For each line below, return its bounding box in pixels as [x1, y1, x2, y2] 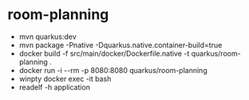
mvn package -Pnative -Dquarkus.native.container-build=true [18, 40, 223, 49]
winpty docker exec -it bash [18, 74, 112, 83]
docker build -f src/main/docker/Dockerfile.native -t [18, 48, 190, 58]
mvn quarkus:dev [18, 32, 77, 41]
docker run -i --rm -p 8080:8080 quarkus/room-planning [18, 65, 208, 75]
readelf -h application [18, 82, 91, 92]
